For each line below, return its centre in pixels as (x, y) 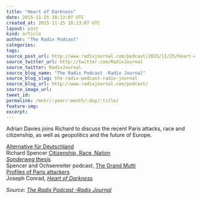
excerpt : (17, 112)
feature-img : (22, 106)
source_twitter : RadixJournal (44, 67)
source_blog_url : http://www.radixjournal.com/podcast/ (77, 84)
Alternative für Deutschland (40, 146)
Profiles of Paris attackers (38, 172)
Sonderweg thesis (28, 160)
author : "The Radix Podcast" (42, 39)
